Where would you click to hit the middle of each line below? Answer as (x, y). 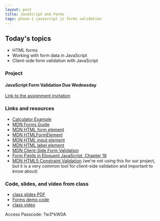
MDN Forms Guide (31, 124)
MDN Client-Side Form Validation (46, 150)
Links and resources (30, 109)
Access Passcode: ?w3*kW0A (36, 214)
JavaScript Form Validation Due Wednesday (51, 85)
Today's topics (28, 38)
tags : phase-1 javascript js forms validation (53, 19)
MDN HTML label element (38, 145)
